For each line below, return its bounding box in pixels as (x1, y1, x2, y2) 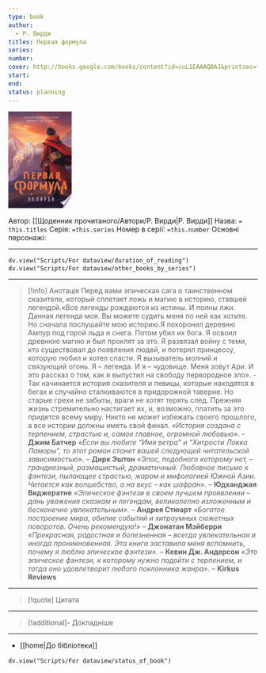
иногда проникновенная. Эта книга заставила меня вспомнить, (27, 538, 246, 548)
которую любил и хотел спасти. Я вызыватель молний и (27, 353, 218, 362)
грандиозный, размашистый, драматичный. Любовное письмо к (27, 462, 249, 472)
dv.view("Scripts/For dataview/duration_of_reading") (8, 256, 190, 265)
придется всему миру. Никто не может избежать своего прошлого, (27, 412, 257, 422)
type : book (8, 13, 44, 21)
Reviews (27, 572, 57, 582)
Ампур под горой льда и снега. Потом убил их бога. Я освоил (27, 327, 237, 337)
